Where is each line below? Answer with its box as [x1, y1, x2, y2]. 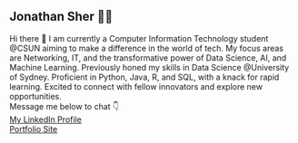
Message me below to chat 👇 [9, 100, 120, 111]
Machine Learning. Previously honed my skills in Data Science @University [9, 62, 290, 72]
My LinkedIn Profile [9, 114, 82, 125]
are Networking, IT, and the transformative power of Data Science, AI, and [9, 52, 287, 63]
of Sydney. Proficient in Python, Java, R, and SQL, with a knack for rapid [9, 71, 280, 82]
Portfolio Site [9, 123, 58, 134]
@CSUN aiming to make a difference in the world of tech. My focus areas [9, 43, 284, 53]
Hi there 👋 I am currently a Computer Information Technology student [9, 33, 269, 43]
